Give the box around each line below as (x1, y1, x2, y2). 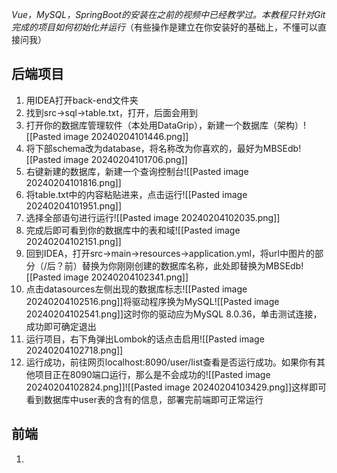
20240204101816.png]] (25, 176, 122, 188)
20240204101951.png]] (25, 199, 123, 212)
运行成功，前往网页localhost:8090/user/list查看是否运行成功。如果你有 (25, 356, 318, 368)
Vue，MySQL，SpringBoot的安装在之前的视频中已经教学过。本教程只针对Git (11, 9, 326, 20)
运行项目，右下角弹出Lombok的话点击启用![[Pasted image (25, 333, 265, 345)
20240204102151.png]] (25, 235, 122, 247)
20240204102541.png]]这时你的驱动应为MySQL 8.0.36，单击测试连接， (25, 308, 323, 320)
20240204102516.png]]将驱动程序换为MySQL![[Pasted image (25, 295, 280, 307)
